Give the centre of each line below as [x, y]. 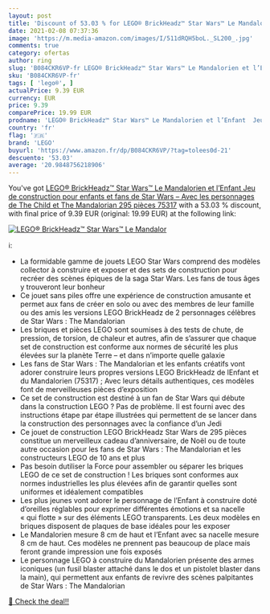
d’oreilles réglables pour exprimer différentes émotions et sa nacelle [132, 509]
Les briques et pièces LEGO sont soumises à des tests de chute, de [131, 330]
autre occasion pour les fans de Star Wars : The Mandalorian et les [130, 449]
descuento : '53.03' [41, 158]
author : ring [30, 61]
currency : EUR [32, 98]
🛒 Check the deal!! [39, 602]
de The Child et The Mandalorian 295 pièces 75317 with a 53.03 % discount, [135, 205]
